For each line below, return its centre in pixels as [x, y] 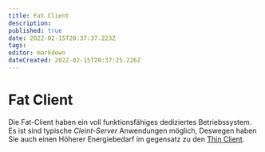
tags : [17, 46]
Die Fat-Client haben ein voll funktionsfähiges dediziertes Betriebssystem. [130, 122]
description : [30, 23]
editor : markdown [37, 53]
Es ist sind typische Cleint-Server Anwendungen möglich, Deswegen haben [132, 130]
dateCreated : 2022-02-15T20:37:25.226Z [75, 61]
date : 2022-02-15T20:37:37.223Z [62, 38]
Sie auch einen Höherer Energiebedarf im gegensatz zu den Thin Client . [127, 139]
